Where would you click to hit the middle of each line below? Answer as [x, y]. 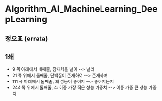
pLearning [26, 19]
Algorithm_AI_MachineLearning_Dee [81, 9]
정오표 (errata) [27, 38]
